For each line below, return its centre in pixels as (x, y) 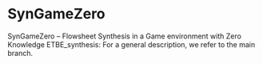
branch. (20, 53)
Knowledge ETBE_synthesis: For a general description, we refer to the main (131, 44)
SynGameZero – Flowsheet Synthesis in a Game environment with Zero (124, 36)
